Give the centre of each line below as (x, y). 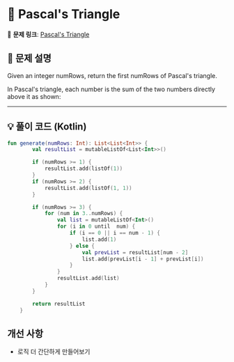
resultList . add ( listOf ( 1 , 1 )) (88, 188)
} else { (82, 246)
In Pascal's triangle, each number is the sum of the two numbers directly (111, 89)
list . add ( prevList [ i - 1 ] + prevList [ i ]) (143, 259)
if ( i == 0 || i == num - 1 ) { (115, 233)
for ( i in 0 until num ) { (96, 227)
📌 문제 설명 (30, 58)
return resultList (59, 304)
